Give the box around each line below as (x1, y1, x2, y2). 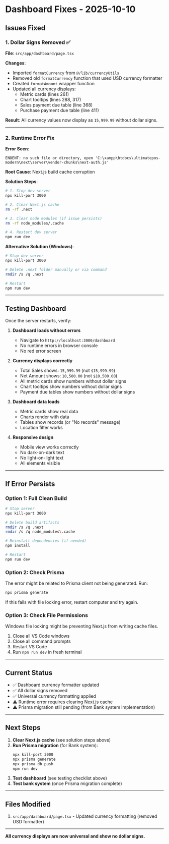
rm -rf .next (5, 207, 33, 212)
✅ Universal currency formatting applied (12, 693, 97, 699)
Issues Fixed (5, 24, 46, 32)
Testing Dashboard (5, 304, 66, 313)
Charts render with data (20, 414, 69, 420)
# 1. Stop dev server (5, 188, 51, 194)
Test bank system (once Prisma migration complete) (12, 780, 122, 786)
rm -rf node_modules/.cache (5, 220, 64, 226)
